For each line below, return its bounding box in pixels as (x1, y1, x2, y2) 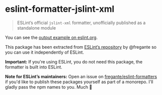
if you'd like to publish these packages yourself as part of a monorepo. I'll (5, 79, 153, 85)
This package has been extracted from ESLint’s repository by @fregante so (5, 44, 157, 50)
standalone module (17, 25, 56, 31)
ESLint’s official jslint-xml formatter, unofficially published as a (17, 20, 146, 26)
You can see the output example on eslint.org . (5, 34, 98, 40)
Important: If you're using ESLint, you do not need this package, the (5, 59, 143, 64)
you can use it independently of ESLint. (5, 49, 84, 55)
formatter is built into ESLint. (5, 64, 63, 70)
